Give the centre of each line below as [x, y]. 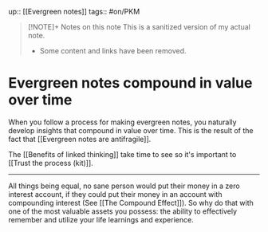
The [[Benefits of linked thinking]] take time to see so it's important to [122, 154]
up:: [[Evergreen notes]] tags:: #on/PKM [74, 12]
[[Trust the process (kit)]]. [51, 163]
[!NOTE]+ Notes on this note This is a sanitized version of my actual [139, 27]
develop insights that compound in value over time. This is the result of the [131, 130]
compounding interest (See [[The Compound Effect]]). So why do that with [131, 203]
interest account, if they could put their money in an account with [115, 194]
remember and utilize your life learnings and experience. [101, 219]
